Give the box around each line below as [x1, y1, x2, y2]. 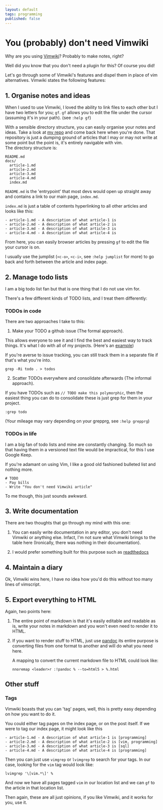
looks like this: [5, 208, 34, 214]
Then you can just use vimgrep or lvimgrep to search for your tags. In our [5, 756, 151, 762]
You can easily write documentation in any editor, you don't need [12, 529, 143, 535]
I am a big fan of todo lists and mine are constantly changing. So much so [5, 442, 152, 447]
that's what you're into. [5, 357, 52, 363]
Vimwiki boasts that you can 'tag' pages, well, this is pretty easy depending [5, 706, 157, 712]
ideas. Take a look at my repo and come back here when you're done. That [5, 130, 155, 135]
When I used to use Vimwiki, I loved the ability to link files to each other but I [5, 104, 158, 110]
